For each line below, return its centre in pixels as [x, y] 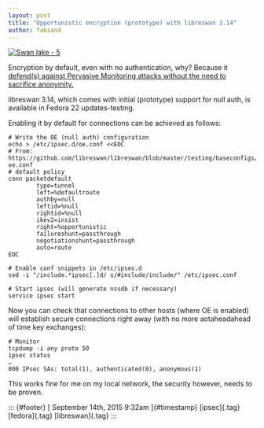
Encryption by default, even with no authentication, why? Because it [118, 68]
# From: [21, 151]
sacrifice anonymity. [41, 84]
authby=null [56, 200]
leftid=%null [58, 207]
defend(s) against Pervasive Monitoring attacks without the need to [117, 76]
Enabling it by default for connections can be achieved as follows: [115, 124]
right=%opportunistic [72, 227]
